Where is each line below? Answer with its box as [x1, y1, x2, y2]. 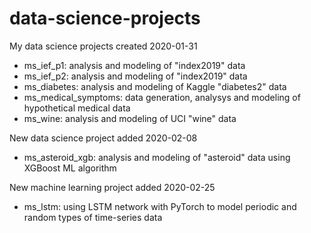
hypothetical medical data [23, 102, 131, 114]
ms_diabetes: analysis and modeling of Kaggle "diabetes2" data [23, 80, 287, 92]
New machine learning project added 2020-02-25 [9, 181, 216, 193]
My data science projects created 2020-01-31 [9, 40, 198, 52]
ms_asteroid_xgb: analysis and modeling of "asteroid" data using [23, 151, 291, 163]
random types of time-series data [23, 211, 163, 223]
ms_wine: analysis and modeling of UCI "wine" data [23, 112, 237, 124]
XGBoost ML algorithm [23, 162, 117, 174]
